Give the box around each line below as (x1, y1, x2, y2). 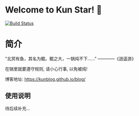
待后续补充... (5, 105, 31, 111)
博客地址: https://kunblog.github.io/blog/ (5, 76, 86, 82)
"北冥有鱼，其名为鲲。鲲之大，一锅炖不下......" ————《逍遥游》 (5, 56, 137, 61)
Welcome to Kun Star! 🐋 (5, 4, 102, 15)
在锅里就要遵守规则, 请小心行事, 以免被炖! (5, 66, 88, 72)
